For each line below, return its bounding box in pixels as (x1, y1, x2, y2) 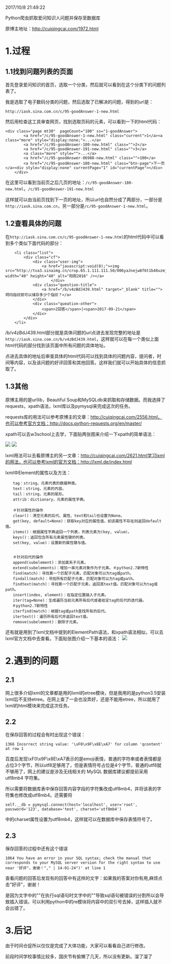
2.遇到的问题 (5, 655, 59, 667)
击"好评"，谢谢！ (5, 882, 41, 888)
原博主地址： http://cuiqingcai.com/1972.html (5, 25, 99, 32)
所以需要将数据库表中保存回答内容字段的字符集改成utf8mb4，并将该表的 (5, 786, 157, 792)
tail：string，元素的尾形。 (12, 491, 66, 497)
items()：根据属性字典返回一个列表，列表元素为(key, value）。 (12, 529, 132, 534)
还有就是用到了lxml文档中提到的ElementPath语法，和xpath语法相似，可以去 (5, 629, 164, 635)
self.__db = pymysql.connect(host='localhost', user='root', (5, 802, 138, 808)
